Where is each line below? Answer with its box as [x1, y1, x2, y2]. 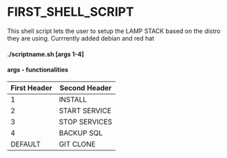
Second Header [59, 83, 112, 93]
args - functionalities [7, 66, 69, 74]
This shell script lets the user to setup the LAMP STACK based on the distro [7, 27, 221, 35]
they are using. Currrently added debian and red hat [7, 34, 155, 42]
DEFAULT [10, 139, 41, 148]
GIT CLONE [58, 139, 96, 148]
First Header [10, 83, 53, 93]
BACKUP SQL [58, 128, 103, 137]
